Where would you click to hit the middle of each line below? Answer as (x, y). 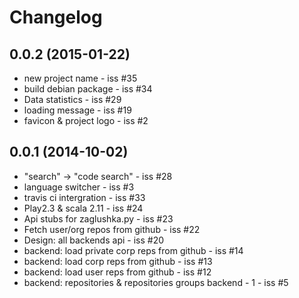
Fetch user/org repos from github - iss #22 (112, 229)
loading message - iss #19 (77, 110)
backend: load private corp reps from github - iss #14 (133, 250)
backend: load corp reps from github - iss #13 (118, 261)
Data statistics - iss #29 (72, 99)
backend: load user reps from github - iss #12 (117, 272)
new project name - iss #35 (80, 78)
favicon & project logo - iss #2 (86, 120)
